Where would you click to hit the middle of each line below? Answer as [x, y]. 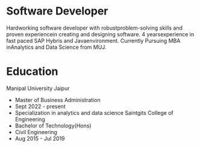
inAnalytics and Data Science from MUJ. [56, 47]
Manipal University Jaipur [38, 88]
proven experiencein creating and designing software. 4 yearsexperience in [100, 34]
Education [32, 72]
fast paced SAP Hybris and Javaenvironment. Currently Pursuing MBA [93, 40]
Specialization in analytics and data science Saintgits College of [94, 112]
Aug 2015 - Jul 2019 [40, 138]
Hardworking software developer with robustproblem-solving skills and [94, 28]
